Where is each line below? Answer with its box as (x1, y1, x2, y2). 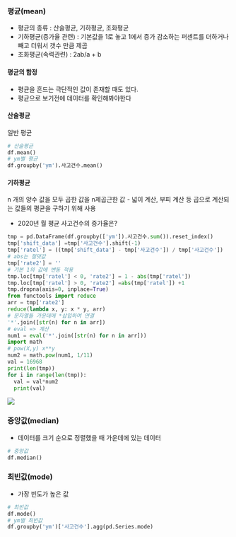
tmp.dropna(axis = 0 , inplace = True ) (7, 286, 110, 293)
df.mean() (7, 149, 37, 156)
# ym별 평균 (7, 156, 38, 163)
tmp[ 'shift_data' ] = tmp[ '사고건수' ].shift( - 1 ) (7, 240, 141, 247)
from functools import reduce (7, 292, 97, 300)
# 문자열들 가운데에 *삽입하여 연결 (7, 312, 95, 319)
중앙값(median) (7, 416, 59, 426)
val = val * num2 (13, 378, 59, 385)
